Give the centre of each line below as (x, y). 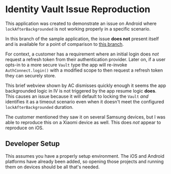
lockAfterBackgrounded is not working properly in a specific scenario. (78, 28)
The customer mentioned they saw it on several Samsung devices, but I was (86, 117)
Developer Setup (33, 144)
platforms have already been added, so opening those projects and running (85, 161)
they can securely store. (31, 75)
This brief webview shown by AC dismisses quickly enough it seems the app (86, 85)
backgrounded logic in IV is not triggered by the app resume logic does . (81, 91)
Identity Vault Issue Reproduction (78, 9)
